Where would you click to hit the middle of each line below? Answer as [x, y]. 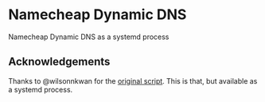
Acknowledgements [59, 62]
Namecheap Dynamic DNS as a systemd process [89, 37]
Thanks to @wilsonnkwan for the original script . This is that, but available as [133, 80]
